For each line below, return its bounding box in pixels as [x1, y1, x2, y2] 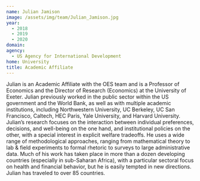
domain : [6, 42, 26, 48]
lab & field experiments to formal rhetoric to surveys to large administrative [6, 144, 190, 151]
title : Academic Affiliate [6, 64, 73, 70]
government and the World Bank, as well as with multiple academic [6, 100, 171, 107]
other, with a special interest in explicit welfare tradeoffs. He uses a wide [6, 131, 185, 139]
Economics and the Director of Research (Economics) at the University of [6, 87, 187, 94]
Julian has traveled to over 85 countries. [6, 170, 106, 177]
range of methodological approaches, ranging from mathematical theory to [6, 138, 190, 145]
